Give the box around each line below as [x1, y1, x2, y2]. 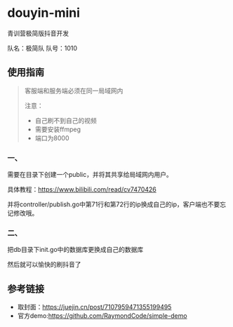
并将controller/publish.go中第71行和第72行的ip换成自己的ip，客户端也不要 [7, 200, 220, 208]
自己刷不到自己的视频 [34, 116, 97, 124]
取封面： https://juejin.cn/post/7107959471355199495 [17, 303, 172, 312]
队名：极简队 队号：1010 [7, 44, 77, 52]
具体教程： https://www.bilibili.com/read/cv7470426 [7, 185, 157, 194]
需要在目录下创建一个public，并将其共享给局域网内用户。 [7, 171, 173, 179]
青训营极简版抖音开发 [7, 29, 69, 37]
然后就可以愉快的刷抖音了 [7, 260, 81, 269]
